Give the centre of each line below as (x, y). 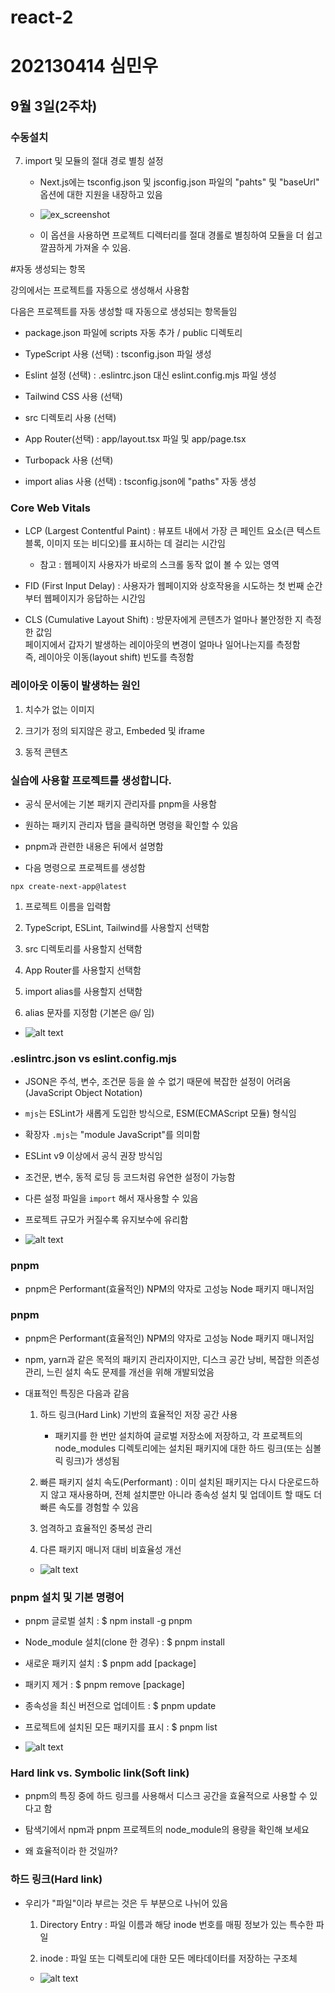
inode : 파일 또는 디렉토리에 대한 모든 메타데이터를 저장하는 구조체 (168, 1958)
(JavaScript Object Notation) (83, 1093)
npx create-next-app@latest (69, 886)
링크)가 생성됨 (92, 1460)
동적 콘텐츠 (46, 752)
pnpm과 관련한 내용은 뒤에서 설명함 (94, 846)
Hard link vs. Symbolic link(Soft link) (100, 1773)
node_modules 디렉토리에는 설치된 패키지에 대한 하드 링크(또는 (178, 1448)
